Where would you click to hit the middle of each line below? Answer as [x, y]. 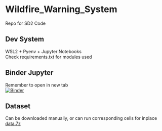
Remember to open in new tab [37, 85]
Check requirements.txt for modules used [49, 57]
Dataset [18, 106]
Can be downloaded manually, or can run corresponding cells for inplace [81, 118]
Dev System [25, 39]
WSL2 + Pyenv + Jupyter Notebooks [44, 51]
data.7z [13, 124]
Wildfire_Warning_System [61, 9]
